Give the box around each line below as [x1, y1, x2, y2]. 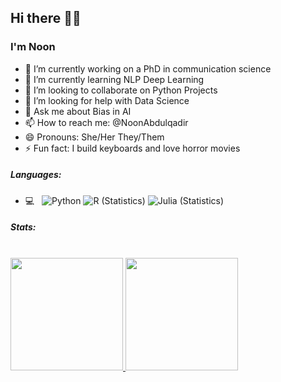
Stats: [10, 221, 37, 233]
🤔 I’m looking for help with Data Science [24, 94, 190, 106]
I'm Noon [10, 40, 56, 54]
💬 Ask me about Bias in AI [24, 105, 132, 117]
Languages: [10, 169, 62, 181]
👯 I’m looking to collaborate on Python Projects [24, 84, 218, 96]
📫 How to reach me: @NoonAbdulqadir [24, 116, 189, 128]
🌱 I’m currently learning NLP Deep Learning [24, 73, 205, 85]
